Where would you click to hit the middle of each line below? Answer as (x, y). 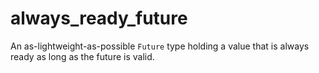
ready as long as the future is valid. (82, 56)
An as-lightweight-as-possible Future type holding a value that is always (160, 46)
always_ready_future (99, 18)
